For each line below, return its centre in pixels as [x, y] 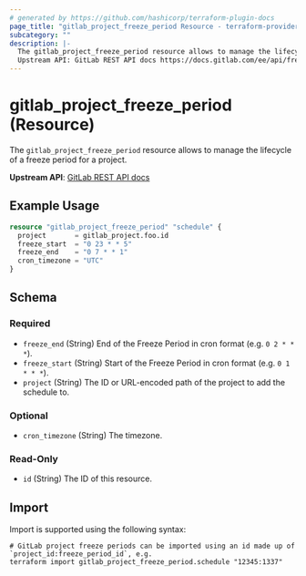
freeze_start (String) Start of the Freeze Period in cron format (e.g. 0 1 [156, 363]
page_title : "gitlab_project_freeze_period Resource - [116, 26]
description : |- [40, 43]
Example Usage [55, 206]
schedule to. [46, 392]
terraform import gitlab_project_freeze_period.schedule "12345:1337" [146, 562]
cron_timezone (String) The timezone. [92, 435]
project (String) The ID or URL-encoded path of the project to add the [153, 382]
